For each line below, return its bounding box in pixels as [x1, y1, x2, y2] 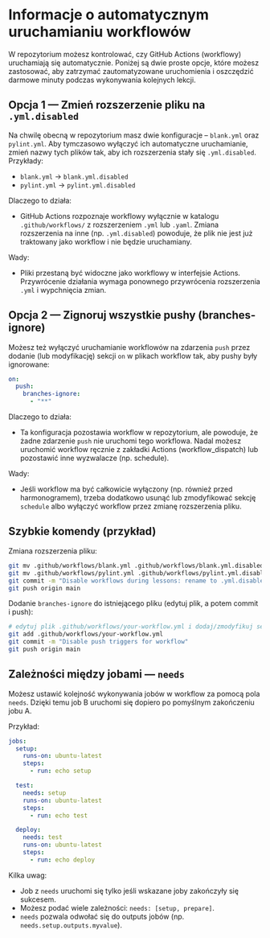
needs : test [22, 833, 63, 841]
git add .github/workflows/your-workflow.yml [8, 630, 163, 639]
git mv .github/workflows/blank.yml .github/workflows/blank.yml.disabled [8, 562, 264, 570]
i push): [8, 607, 34, 617]
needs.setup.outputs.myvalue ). [19, 919, 123, 930]
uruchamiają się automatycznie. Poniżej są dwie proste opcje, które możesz [8, 58, 260, 68]
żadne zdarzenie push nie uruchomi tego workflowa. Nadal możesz [19, 436, 242, 446]
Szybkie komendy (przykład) [8, 525, 157, 538]
